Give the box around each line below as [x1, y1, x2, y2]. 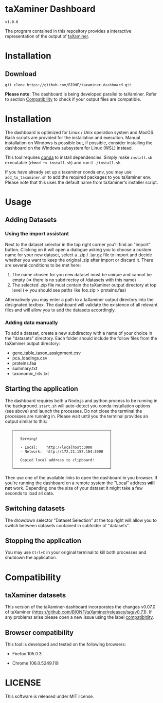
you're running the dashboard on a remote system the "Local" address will [5, 480, 155, 486]
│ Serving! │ [11, 436, 112, 441]
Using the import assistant [5, 230, 69, 237]
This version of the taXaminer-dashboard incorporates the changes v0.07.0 [5, 604, 156, 610]
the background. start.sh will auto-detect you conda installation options [5, 403, 151, 409]
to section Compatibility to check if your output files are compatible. [5, 96, 141, 102]
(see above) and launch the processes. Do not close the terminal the [5, 408, 143, 414]
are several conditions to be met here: [5, 262, 81, 268]
